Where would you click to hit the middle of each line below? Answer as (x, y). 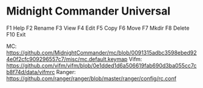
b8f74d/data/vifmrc (31, 72)
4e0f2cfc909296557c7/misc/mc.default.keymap (67, 59)
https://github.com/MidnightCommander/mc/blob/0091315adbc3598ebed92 (101, 52)
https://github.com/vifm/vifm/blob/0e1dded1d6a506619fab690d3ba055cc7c (101, 66)
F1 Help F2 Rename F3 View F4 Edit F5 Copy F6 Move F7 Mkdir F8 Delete (98, 28)
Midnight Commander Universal (88, 11)
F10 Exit (16, 34)
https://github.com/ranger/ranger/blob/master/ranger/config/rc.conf (92, 78)
